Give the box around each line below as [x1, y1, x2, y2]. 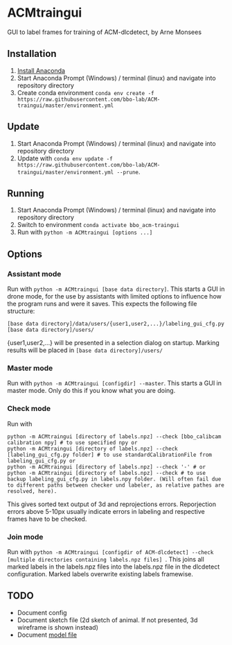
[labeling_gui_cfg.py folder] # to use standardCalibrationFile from [7, 451, 213, 458]
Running [7, 187, 45, 199]
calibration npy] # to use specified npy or [7, 439, 138, 446]
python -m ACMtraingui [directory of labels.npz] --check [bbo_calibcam [7, 433, 222, 440]
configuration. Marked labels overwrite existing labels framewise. [7, 569, 194, 578]
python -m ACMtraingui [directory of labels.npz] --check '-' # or [7, 463, 206, 470]
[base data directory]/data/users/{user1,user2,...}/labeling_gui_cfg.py [7, 321, 225, 328]
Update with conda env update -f [17, 154, 113, 162]
